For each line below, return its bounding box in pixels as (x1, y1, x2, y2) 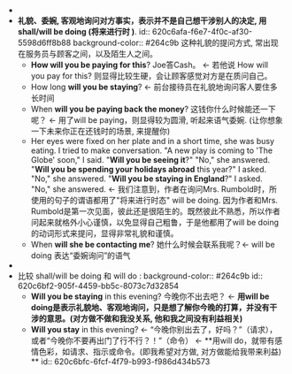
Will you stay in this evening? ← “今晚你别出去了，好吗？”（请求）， (30, 324, 277, 334)
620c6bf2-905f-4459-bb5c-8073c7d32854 (17, 280, 180, 291)
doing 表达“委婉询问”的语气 (30, 250, 131, 261)
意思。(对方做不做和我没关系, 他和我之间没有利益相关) (46, 313, 243, 324)
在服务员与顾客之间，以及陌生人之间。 (17, 49, 158, 58)
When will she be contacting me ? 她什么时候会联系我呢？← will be (30, 240, 276, 249)
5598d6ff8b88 (17, 37, 72, 48)
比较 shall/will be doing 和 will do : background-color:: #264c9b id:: (17, 271, 264, 281)
